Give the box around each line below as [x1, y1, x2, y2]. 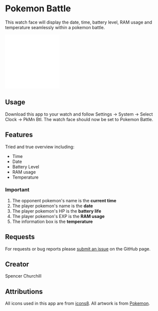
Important [5, 187, 30, 193]
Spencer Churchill [5, 273, 42, 279]
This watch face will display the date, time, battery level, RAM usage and [5, 19, 153, 25]
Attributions [5, 287, 43, 296]
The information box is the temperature [12, 218, 93, 224]
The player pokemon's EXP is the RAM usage [12, 213, 105, 219]
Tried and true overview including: [5, 144, 75, 150]
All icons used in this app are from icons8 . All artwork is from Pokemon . [5, 301, 150, 307]
